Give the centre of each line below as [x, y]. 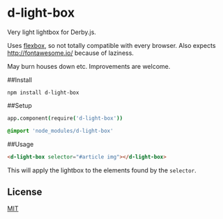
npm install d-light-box [43, 92]
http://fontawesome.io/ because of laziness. [71, 53]
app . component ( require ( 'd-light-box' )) [65, 118]
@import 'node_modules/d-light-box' [60, 131]
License [25, 192]
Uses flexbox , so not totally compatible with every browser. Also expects [111, 45]
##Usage [21, 144]
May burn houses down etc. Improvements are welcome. [89, 66]
